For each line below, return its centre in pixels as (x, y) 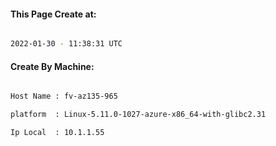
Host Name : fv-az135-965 (64, 96)
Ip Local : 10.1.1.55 (57, 133)
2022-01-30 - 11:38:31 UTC (66, 44)
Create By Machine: (52, 66)
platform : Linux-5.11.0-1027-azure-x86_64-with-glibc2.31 (138, 115)
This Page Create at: (53, 14)
